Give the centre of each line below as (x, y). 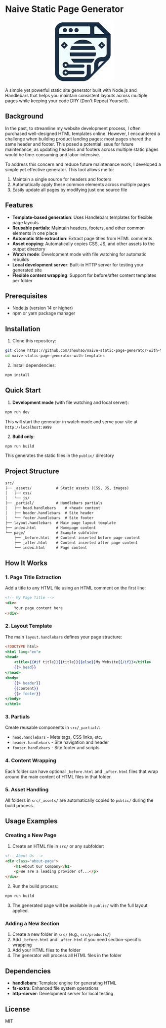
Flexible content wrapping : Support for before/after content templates (84, 275)
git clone (15, 351)
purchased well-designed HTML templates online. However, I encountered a (83, 133)
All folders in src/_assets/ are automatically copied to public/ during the (79, 800)
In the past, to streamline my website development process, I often (73, 128)
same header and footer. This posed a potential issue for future (69, 144)
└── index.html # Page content (51, 548)
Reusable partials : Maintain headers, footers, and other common (78, 228)
